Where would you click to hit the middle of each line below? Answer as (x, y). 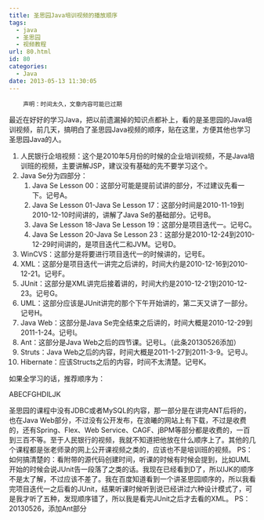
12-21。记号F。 (45, 273)
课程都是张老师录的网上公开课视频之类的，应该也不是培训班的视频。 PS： (134, 449)
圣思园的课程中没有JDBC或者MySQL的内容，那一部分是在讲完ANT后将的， (130, 410)
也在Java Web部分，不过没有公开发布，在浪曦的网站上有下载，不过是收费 (128, 420)
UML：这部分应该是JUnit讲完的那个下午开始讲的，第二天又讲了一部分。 (136, 303)
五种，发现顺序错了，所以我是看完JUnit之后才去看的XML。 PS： (146, 498)
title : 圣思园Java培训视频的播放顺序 (63, 15)
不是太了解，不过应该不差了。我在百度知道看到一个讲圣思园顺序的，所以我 (129, 478)
